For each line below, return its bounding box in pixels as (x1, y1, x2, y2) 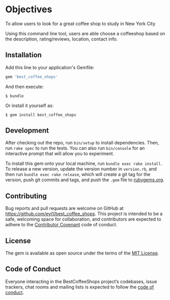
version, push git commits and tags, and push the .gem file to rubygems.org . (5, 177, 165, 183)
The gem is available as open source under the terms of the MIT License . (5, 250, 159, 256)
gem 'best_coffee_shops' (5, 74, 58, 79)
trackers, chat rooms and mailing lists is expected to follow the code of (5, 284, 154, 290)
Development (5, 126, 50, 135)
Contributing (5, 191, 47, 200)
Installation (5, 51, 42, 59)
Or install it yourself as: (5, 102, 54, 109)
